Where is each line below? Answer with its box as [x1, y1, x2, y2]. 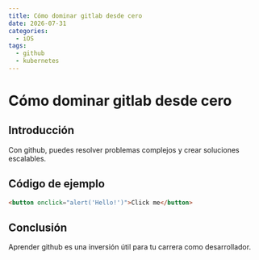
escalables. [8, 153, 47, 163]
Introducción [8, 124, 75, 137]
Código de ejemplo [8, 177, 105, 191]
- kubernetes [15, 57, 60, 65]
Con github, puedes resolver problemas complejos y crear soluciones [8, 145, 240, 154]
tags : [8, 42, 27, 50]
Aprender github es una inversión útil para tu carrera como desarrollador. [8, 242, 252, 252]
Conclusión [8, 220, 68, 234]
